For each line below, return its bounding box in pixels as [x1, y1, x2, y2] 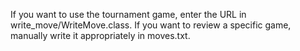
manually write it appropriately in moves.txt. [10, 30, 191, 41]
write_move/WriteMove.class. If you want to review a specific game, [10, 19, 292, 31]
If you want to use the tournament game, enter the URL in [10, 9, 247, 20]
